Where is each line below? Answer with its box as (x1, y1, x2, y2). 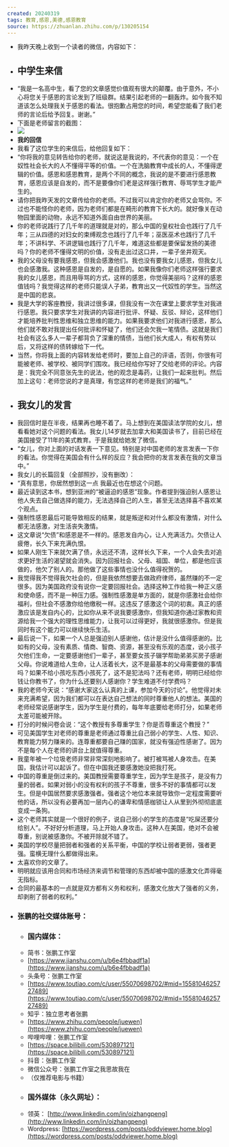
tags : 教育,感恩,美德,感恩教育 (7, 17, 87, 23)
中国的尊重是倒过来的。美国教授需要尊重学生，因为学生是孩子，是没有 (17, 772, 217, 780)
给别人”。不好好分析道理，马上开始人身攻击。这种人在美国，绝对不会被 (17, 824, 219, 831)
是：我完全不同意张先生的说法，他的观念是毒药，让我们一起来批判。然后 (17, 368, 222, 376)
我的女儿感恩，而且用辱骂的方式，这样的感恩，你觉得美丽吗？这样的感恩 (17, 274, 222, 282)
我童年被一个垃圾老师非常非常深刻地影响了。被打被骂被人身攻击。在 (17, 755, 210, 762)
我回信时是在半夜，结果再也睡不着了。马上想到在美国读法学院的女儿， (17, 418, 217, 427)
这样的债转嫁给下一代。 (41, 343, 108, 351)
